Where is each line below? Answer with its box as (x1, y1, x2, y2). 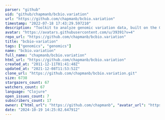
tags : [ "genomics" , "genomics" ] (5, 44, 71, 48)
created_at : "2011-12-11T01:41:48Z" (5, 62, 80, 67)
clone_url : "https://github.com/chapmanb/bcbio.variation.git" (5, 71, 137, 76)
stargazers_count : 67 (5, 80, 50, 85)
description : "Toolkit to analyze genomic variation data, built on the (5, 25, 157, 30)
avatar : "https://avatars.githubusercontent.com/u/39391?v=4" (5, 30, 135, 35)
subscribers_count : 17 (5, 98, 52, 103)
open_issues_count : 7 (5, 94, 50, 98)
